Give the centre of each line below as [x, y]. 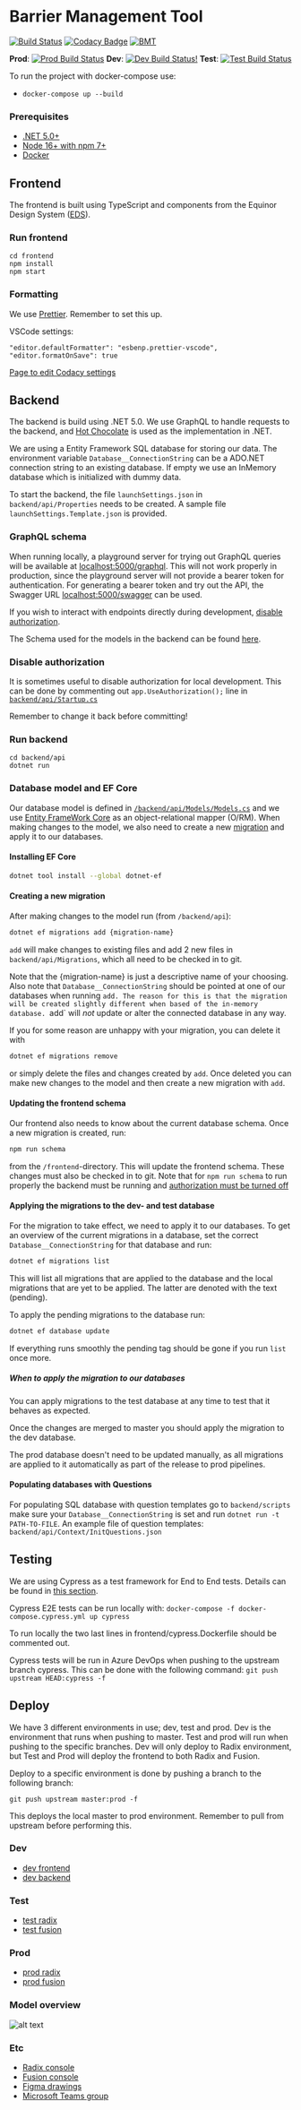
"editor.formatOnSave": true [64, 356]
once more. [30, 1357]
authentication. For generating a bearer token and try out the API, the [137, 585]
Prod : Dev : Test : [114, 58]
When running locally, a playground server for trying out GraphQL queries [145, 556]
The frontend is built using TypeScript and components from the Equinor [143, 205]
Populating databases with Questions [81, 1485]
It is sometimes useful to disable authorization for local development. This [146, 682]
